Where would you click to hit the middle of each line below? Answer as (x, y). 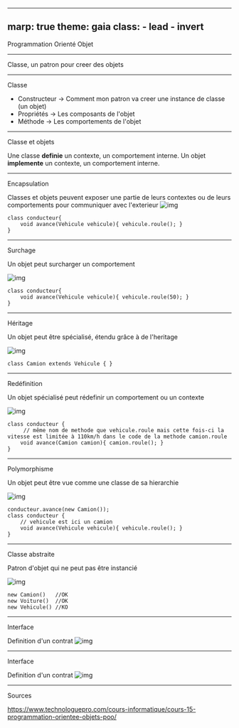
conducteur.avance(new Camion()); (59, 509)
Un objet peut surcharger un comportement (71, 264)
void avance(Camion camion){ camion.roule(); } (92, 443)
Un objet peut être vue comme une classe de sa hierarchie (93, 482)
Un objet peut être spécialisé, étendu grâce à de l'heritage (92, 337)
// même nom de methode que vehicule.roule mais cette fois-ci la (123, 430)
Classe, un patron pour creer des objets (66, 64)
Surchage (22, 250)
